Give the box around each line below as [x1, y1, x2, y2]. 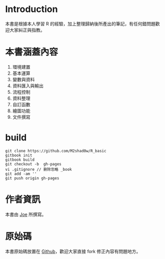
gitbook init [5, 153, 33, 158]
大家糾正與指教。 [9, 27, 45, 33]
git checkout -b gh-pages [5, 161, 62, 166]
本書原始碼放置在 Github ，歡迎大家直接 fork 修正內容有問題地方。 [5, 248, 141, 254]
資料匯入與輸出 [12, 83, 44, 89]
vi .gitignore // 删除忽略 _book [5, 167, 72, 172]
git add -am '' [5, 171, 37, 176]
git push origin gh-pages [5, 175, 59, 181]
